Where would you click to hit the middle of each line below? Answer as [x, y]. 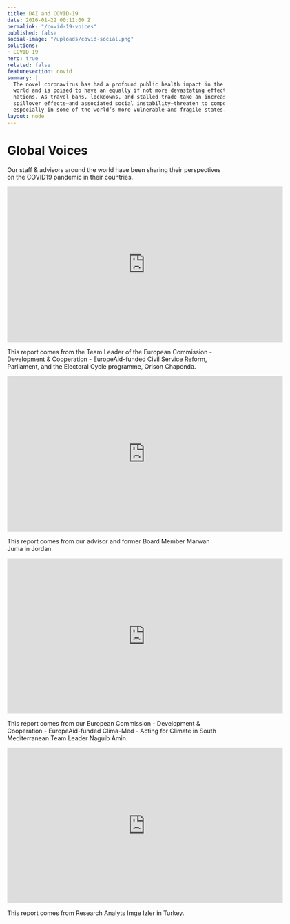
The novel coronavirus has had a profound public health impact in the [118, 84]
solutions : [23, 46]
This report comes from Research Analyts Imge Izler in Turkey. [96, 913]
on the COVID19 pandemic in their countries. [70, 177]
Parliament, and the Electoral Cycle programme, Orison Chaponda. [102, 366]
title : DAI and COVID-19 [43, 13]
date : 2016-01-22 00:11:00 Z [49, 20]
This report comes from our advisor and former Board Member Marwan [108, 541]
